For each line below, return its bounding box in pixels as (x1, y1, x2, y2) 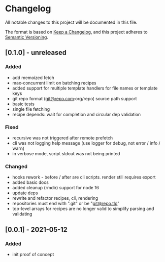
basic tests (12, 101, 34, 107)
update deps (12, 190, 38, 196)
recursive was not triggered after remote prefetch (12, 134, 113, 141)
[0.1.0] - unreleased (5, 48, 66, 57)
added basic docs (12, 179, 49, 185)
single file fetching (12, 106, 50, 112)
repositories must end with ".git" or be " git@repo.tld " (12, 201, 120, 207)
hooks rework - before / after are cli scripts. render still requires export (12, 174, 156, 180)
